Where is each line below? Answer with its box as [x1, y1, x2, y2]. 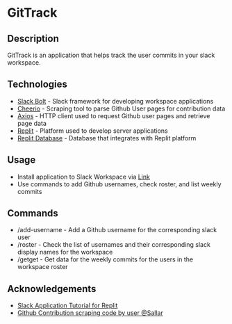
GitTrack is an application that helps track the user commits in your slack [7, 51, 215, 59]
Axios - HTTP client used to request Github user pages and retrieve [17, 111, 210, 120]
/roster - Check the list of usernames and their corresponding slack [17, 241, 210, 249]
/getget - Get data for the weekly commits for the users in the [17, 255, 193, 264]
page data [17, 119, 47, 127]
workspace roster [17, 263, 68, 271]
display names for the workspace [17, 248, 113, 257]
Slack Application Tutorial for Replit [17, 301, 118, 310]
